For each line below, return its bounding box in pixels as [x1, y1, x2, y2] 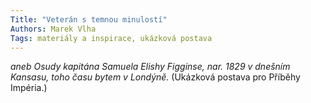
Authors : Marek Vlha [10, 24, 97, 34]
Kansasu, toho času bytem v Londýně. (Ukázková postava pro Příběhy [10, 71, 301, 83]
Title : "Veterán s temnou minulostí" [10, 14, 168, 25]
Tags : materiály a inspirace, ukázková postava [10, 33, 213, 43]
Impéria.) [10, 82, 48, 94]
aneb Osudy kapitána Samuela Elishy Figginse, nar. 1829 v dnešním [10, 61, 291, 73]
